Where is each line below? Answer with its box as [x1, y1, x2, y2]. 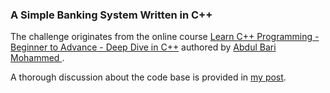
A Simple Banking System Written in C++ [10, 8, 213, 22]
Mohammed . [10, 52, 65, 64]
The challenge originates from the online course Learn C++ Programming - [10, 31, 320, 43]
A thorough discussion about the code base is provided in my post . [10, 71, 287, 83]
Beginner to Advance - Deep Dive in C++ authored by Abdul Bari [10, 41, 277, 53]
